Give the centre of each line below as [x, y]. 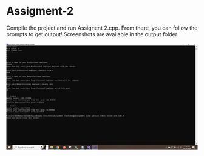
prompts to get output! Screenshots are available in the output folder [92, 34]
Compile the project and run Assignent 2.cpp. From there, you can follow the [102, 28]
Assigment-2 [40, 11]
